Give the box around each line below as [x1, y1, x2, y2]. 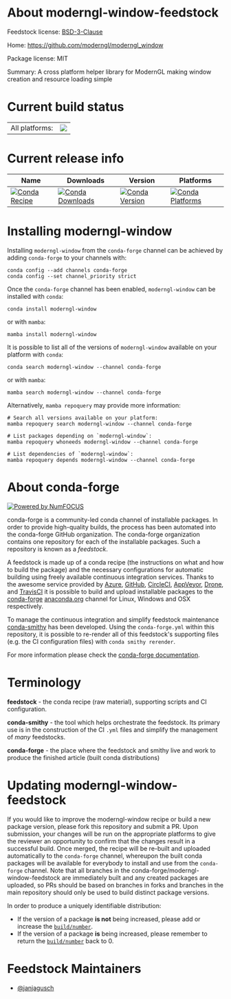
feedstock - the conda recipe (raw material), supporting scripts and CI [7, 697, 208, 706]
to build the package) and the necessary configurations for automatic [7, 565, 204, 574]
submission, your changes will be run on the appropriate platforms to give [7, 830, 217, 838]
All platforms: [10, 123, 54, 132]
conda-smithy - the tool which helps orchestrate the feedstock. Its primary [7, 718, 221, 726]
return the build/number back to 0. [16, 936, 114, 945]
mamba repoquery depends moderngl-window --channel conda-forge [7, 456, 195, 463]
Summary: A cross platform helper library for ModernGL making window [7, 67, 212, 76]
